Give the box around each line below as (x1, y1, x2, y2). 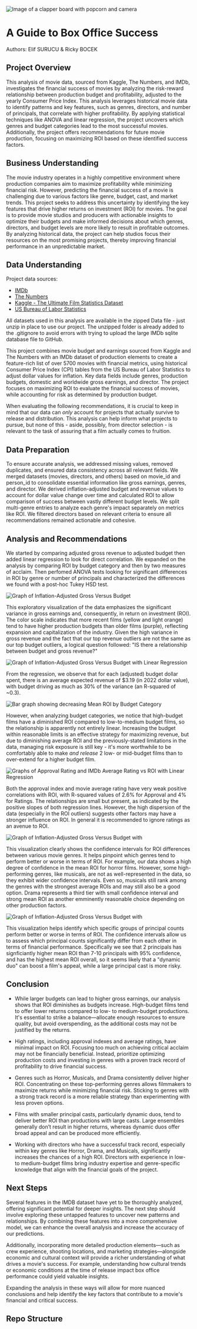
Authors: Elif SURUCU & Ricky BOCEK (6, 45, 98, 52)
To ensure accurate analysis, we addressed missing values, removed (6, 460, 173, 468)
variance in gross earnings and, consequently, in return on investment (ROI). (6, 610, 191, 617)
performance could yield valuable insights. (6, 1272, 109, 1279)
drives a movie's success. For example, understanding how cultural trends (6, 1260, 186, 1267)
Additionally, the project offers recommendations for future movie (6, 129, 165, 136)
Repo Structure (6, 1314, 63, 1324)
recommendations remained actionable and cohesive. (6, 517, 136, 524)
